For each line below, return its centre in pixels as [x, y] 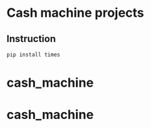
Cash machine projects [75, 13]
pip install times [33, 55]
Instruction [31, 39]
